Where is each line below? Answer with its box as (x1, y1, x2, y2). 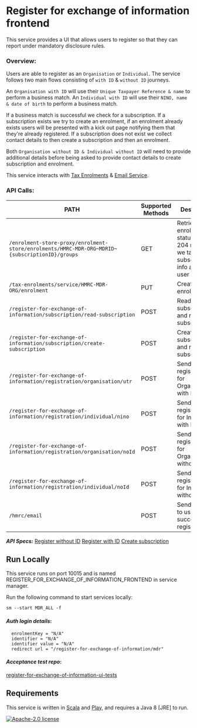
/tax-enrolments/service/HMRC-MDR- (9, 281, 108, 288)
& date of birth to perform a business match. (6, 100, 118, 107)
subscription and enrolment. (6, 160, 74, 168)
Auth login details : (6, 617, 52, 624)
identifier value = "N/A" (11, 641, 75, 646)
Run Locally (6, 554, 50, 564)
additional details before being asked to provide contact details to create (6, 154, 181, 161)
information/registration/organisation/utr (9, 378, 133, 385)
